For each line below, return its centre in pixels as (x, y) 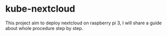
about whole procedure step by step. (44, 28)
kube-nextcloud (40, 9)
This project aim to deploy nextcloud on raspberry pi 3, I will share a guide (84, 23)
